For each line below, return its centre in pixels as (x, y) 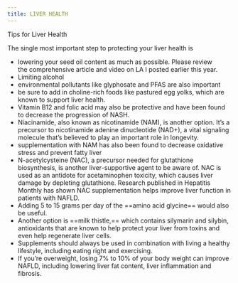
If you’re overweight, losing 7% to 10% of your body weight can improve (123, 258)
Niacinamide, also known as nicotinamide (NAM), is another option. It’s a (124, 122)
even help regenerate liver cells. (65, 235)
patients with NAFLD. (49, 198)
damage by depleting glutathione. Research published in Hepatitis (114, 183)
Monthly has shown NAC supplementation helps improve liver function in (124, 190)
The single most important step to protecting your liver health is (101, 48)
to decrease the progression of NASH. (74, 114)
